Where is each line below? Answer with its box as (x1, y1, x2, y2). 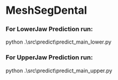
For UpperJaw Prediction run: (5, 53, 93, 61)
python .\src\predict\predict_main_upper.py (5, 67, 113, 74)
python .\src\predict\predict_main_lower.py (5, 38, 112, 45)
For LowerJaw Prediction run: (5, 25, 93, 33)
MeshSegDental (5, 4, 87, 17)
